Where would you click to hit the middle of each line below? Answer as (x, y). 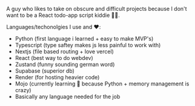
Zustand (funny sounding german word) (65, 64)
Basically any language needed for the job (68, 97)
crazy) (23, 90)
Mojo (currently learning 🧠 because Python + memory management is (102, 84)
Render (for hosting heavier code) (57, 77)
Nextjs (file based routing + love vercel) (64, 51)
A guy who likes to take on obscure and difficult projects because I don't (97, 9)
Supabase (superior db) (45, 71)
